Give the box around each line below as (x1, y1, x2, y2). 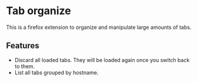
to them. (14, 63, 35, 70)
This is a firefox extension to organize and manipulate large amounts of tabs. (6, 24, 192, 31)
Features (6, 41, 39, 51)
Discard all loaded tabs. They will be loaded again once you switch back (14, 56, 190, 63)
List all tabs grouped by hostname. (14, 69, 99, 76)
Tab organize (6, 4, 72, 18)
